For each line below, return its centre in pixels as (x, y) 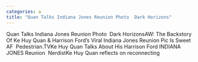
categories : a (24, 12)
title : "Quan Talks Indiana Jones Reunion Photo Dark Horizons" (89, 17)
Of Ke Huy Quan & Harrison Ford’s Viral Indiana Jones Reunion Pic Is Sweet (98, 40)
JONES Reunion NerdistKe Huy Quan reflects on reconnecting (83, 53)
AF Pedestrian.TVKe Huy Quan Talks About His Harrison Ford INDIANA (94, 46)
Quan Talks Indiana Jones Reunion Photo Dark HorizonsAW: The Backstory (99, 34)
